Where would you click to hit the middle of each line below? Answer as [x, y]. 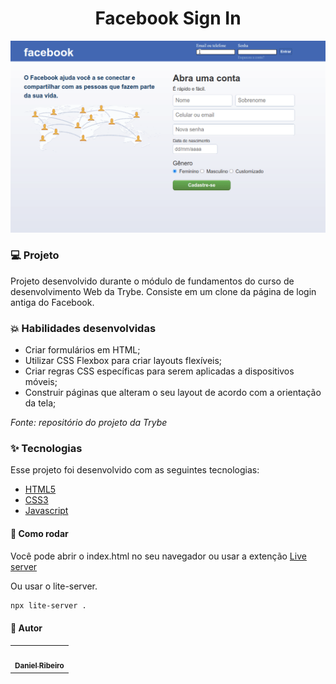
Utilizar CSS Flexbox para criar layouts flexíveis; [123, 361]
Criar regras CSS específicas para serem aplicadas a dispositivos [159, 371]
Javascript [46, 511]
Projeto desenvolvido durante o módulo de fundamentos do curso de [152, 281]
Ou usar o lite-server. [54, 586]
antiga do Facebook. [52, 302]
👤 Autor [26, 628]
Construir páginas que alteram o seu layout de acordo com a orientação [173, 393]
